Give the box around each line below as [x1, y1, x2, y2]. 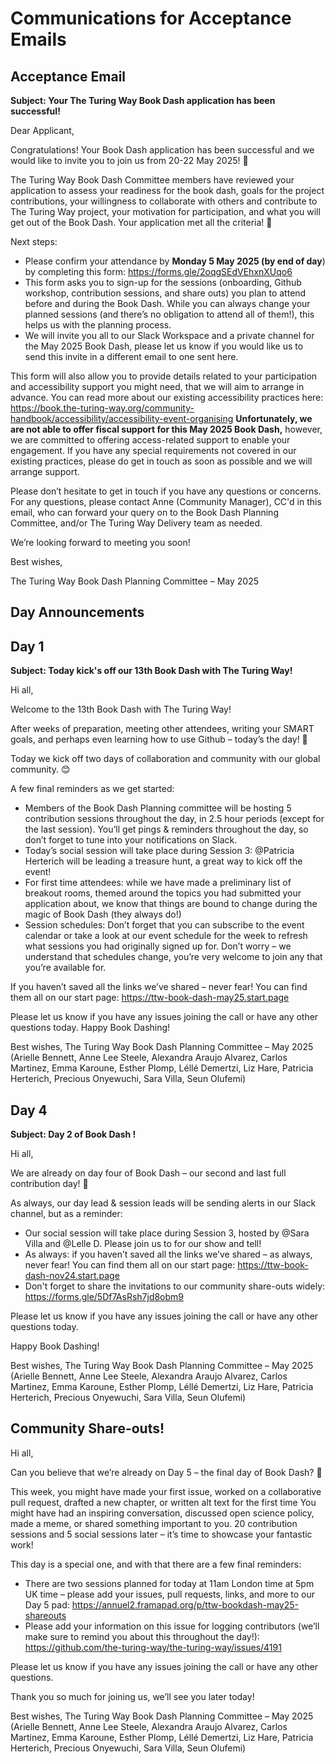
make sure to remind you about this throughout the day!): [24, 1630, 260, 1642]
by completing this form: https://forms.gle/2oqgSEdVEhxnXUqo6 [24, 266, 293, 277]
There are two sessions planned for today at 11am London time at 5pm [24, 1577, 315, 1589]
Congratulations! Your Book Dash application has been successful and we [10, 144, 315, 156]
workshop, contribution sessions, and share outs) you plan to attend [24, 287, 307, 299]
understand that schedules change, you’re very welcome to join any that [24, 951, 323, 963]
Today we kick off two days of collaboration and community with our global [10, 753, 321, 765]
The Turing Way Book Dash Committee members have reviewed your [10, 174, 295, 186]
